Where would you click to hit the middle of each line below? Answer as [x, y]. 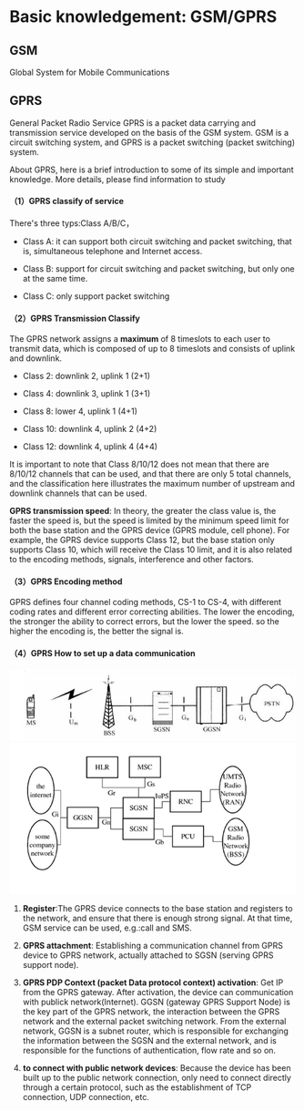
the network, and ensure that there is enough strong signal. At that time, [157, 918]
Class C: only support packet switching [96, 296]
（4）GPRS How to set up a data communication [102, 653]
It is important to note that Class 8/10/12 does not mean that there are [140, 464]
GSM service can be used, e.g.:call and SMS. [107, 928]
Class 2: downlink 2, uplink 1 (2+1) [86, 376]
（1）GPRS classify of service [67, 201]
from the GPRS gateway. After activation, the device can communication [158, 992]
